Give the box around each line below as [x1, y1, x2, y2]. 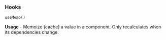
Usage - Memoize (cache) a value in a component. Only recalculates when [5, 24, 161, 30]
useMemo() [5, 15, 26, 20]
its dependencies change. [5, 29, 59, 35]
